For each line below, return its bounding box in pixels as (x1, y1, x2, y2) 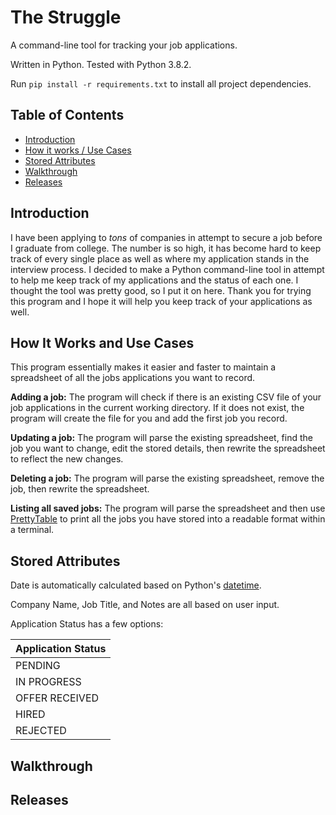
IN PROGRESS (15, 675, 82, 689)
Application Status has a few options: (10, 618, 164, 630)
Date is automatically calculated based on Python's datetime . (10, 579, 262, 591)
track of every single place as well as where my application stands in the (10, 252, 310, 265)
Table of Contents (10, 107, 125, 124)
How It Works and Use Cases (10, 334, 195, 351)
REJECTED (15, 724, 67, 738)
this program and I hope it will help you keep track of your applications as (10, 295, 313, 307)
